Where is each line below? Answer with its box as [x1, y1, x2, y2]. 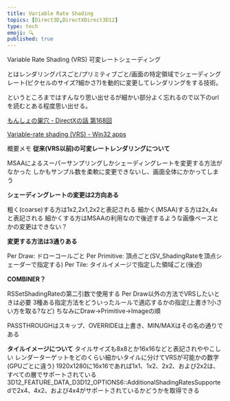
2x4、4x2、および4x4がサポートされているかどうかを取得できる [16, 387, 200, 395]
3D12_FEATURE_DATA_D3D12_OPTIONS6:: [7, 378, 128, 387]
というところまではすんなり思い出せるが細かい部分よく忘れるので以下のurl [7, 94, 220, 102]
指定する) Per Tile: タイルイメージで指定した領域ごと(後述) [36, 261, 203, 269]
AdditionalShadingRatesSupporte [126, 378, 221, 387]
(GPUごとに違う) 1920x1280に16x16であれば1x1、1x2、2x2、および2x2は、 [7, 362, 220, 370]
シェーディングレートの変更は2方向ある [7, 191, 119, 199]
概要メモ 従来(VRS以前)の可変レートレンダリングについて [7, 144, 170, 153]
